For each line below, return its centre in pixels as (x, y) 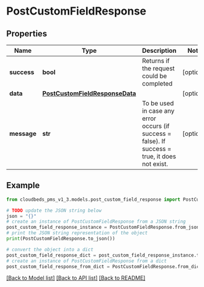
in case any (158, 111)
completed (157, 83)
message (23, 133)
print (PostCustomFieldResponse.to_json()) (61, 239)
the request (158, 68)
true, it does (159, 156)
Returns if (156, 61)
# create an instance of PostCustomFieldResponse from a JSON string (96, 222)
